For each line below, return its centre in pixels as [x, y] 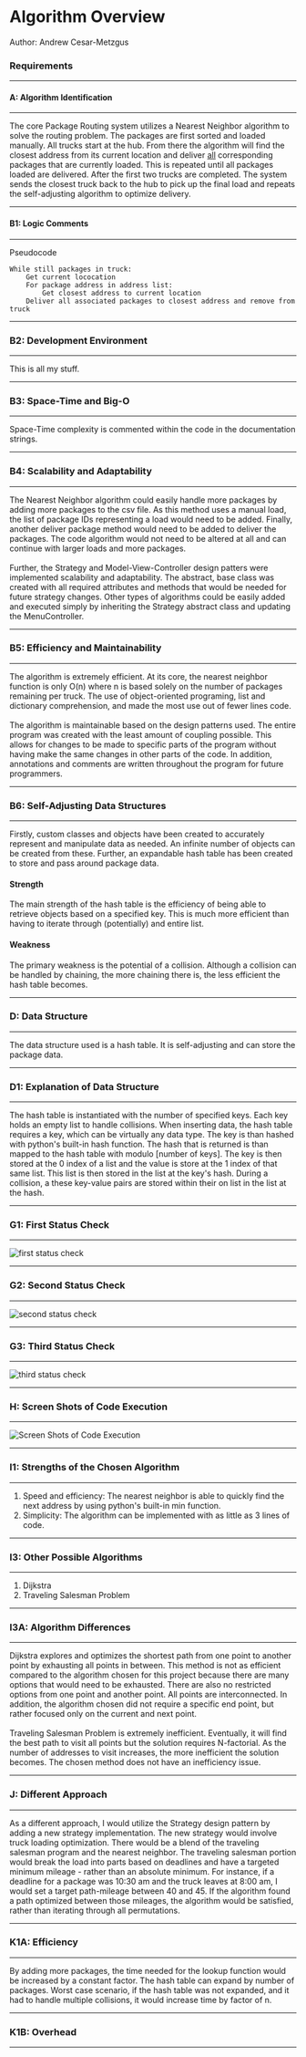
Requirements [41, 66]
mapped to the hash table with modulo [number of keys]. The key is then [146, 1154]
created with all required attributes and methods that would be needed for [148, 587]
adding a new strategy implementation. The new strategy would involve [143, 1833]
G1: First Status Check [60, 1225]
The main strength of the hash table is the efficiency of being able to [138, 904]
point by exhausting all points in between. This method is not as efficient [145, 1666]
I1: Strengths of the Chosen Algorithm [95, 1468]
